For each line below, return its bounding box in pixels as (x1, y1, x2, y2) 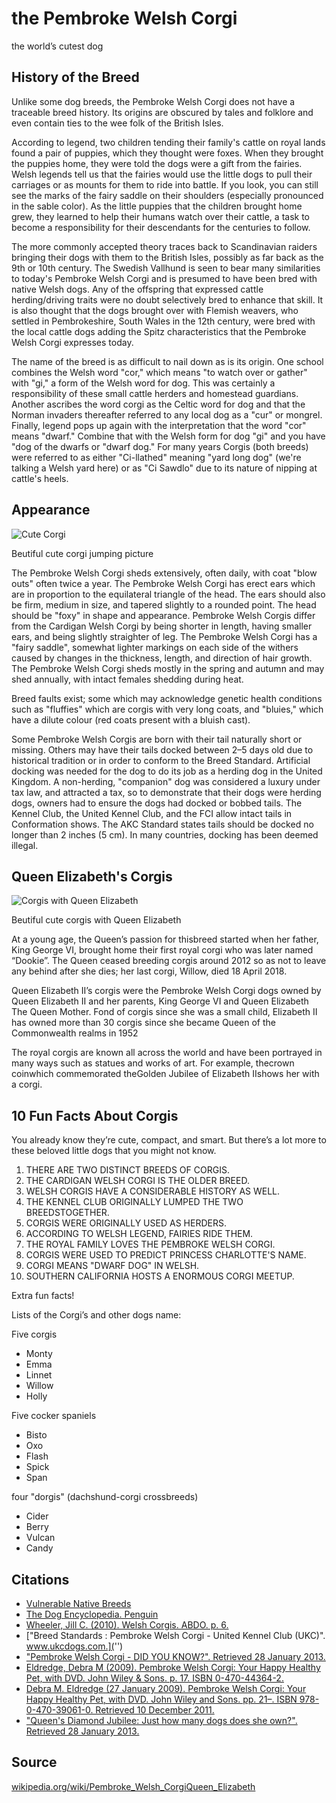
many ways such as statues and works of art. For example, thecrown (11, 1057, 295, 1069)
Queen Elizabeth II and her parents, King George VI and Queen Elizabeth (11, 995, 309, 1007)
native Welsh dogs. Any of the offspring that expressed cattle (11, 283, 264, 295)
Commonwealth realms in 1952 (11, 1027, 139, 1039)
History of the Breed (11, 69, 140, 86)
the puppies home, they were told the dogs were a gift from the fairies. (11, 157, 303, 169)
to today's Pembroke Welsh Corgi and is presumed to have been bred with (11, 272, 318, 284)
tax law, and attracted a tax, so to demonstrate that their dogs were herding (11, 786, 322, 798)
